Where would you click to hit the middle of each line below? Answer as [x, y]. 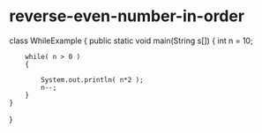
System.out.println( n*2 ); [92, 80]
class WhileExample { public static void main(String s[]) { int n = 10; [131, 41]
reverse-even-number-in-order [127, 16]
